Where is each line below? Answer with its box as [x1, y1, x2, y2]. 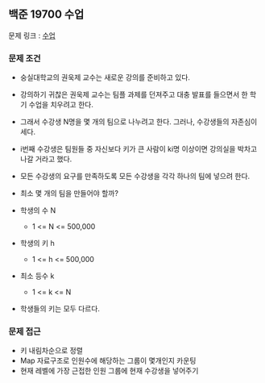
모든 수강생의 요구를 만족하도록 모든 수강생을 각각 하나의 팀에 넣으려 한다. [19, 172, 251, 181]
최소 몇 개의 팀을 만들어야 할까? [19, 189, 119, 198]
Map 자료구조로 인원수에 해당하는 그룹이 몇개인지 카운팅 [19, 356, 197, 365]
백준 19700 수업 [8, 7, 85, 22]
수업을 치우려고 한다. [28, 100, 94, 110]
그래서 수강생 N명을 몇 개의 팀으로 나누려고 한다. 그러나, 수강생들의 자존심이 [19, 117, 258, 127]
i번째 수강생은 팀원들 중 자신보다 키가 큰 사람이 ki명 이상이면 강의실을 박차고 [19, 144, 258, 154]
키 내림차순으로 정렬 [19, 346, 83, 356]
